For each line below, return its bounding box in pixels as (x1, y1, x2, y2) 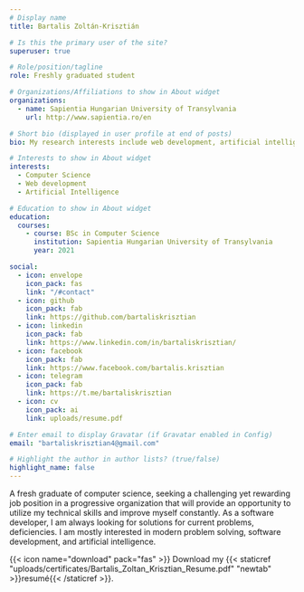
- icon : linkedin (17, 321, 83, 330)
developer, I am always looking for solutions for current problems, (9, 517, 255, 528)
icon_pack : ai (25, 405, 79, 415)
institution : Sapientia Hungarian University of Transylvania (33, 237, 273, 247)
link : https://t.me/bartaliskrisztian (25, 388, 172, 398)
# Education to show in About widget (9, 204, 152, 213)
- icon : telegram (17, 372, 83, 381)
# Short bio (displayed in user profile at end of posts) (9, 129, 233, 138)
